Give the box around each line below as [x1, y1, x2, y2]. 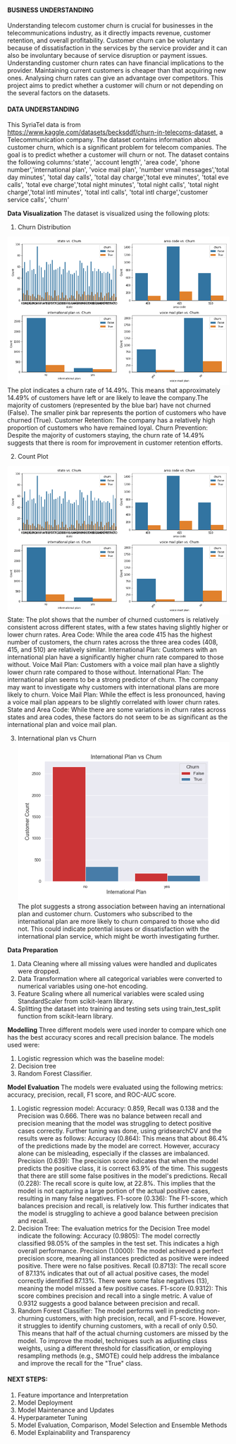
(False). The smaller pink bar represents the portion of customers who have [7, 409, 227, 417]
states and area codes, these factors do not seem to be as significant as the [7, 713, 228, 721]
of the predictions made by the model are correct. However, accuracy [17, 1141, 220, 1150]
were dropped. [17, 967, 61, 975]
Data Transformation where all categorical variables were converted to [17, 974, 223, 982]
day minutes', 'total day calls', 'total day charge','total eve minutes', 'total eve [7, 173, 229, 181]
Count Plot [17, 452, 49, 461]
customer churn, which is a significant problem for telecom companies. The [7, 143, 228, 152]
